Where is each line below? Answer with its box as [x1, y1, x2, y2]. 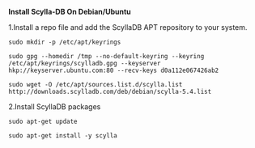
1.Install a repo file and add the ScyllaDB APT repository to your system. [8, 23, 248, 32]
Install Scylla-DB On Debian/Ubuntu [8, 7, 131, 16]
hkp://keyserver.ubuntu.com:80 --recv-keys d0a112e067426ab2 [8, 66, 219, 74]
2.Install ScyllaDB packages [8, 102, 101, 112]
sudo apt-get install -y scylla [8, 132, 117, 140]
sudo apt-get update [8, 117, 79, 125]
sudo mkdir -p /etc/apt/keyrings [8, 38, 121, 46]
